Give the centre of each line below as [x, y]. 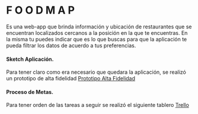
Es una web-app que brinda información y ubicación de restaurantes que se [99, 27]
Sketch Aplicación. [30, 59]
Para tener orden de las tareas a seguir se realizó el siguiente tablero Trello [98, 105]
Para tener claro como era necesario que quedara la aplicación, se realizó [96, 72]
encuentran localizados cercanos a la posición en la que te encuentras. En [97, 32]
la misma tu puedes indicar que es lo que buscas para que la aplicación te [97, 39]
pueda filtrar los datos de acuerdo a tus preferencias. [71, 45]
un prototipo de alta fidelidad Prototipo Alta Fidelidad [71, 79]
